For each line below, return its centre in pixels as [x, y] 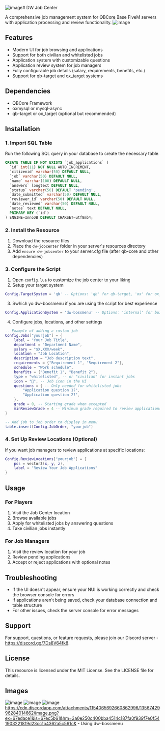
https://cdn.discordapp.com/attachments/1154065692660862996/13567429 [82, 708]
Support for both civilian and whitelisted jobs [57, 55]
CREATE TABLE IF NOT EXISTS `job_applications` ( [57, 163]
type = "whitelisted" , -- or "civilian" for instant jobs [74, 377]
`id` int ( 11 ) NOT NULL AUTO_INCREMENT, [50, 167]
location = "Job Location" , [42, 354]
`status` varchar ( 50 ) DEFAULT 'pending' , [53, 190]
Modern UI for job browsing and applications [57, 50]
